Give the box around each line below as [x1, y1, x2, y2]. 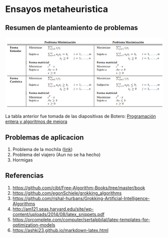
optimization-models [12, 221, 56, 228]
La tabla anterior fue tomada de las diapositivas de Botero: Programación [5, 113, 156, 119]
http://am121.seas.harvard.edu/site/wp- [12, 206, 94, 212]
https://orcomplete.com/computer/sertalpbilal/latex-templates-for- [12, 216, 150, 222]
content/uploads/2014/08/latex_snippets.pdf [12, 211, 105, 217]
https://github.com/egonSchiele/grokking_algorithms [12, 190, 122, 196]
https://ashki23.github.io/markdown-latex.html [12, 227, 109, 233]
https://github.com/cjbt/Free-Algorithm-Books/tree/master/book [12, 184, 145, 190]
